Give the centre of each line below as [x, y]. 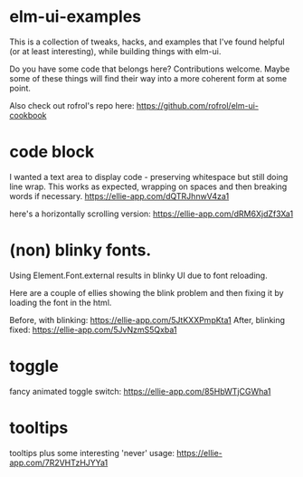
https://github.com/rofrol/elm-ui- [198, 105]
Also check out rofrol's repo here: [72, 105]
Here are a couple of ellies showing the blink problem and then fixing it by [147, 292]
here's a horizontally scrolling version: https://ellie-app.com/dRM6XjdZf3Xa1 [151, 214]
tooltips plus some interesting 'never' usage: [92, 453]
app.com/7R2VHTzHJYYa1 [59, 463]
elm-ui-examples [76, 17]
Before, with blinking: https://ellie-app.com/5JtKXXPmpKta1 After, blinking [147, 320]
